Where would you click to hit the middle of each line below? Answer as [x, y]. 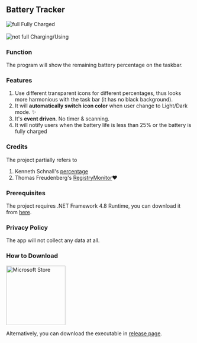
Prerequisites [26, 193]
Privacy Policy [27, 227]
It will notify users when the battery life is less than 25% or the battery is [103, 125]
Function [19, 52]
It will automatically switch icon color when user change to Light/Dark [101, 106]
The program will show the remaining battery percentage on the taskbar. [94, 65]
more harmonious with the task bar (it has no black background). [94, 100]
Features [19, 81]
